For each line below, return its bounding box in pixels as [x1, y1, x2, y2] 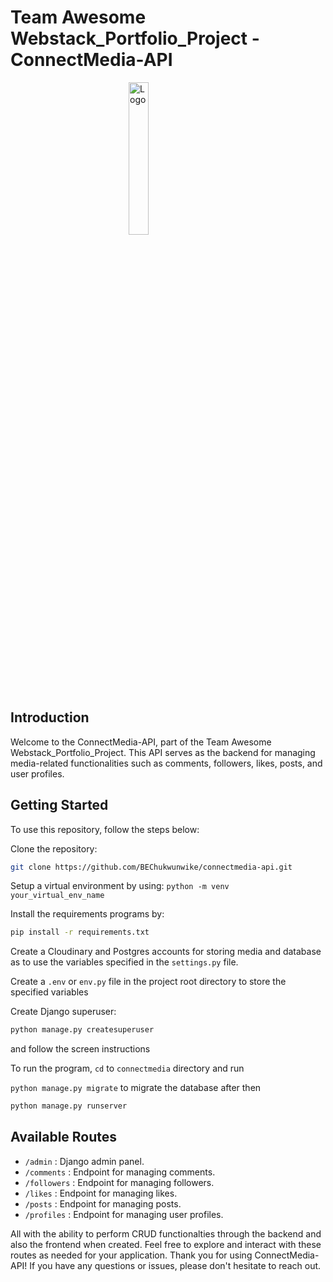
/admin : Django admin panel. [24, 1155, 145, 1167]
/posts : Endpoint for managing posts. [24, 1197, 182, 1210]
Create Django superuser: [10, 1006, 117, 1018]
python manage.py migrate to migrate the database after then [10, 1082, 262, 1094]
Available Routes [10, 1129, 118, 1146]
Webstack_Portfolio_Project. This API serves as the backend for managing [10, 746, 316, 758]
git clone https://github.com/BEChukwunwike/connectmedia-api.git [10, 862, 293, 872]
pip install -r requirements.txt [10, 927, 150, 938]
